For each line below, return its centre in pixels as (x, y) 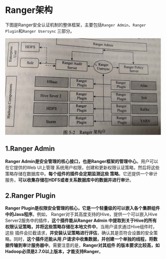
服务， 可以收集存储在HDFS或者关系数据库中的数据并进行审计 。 (69, 180)
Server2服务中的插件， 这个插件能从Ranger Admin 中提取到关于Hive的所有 (81, 220)
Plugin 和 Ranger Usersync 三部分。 (40, 31)
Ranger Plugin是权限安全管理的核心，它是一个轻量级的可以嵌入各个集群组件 (83, 208)
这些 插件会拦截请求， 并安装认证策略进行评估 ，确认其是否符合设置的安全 (79, 233)
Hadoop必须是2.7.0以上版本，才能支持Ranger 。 (54, 252)
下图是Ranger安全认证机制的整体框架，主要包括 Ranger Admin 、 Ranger (76, 25)
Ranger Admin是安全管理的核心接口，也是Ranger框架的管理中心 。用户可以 (82, 161)
